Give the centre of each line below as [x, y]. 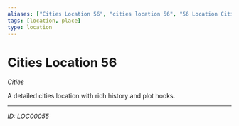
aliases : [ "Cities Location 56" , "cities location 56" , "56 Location [113, 14]
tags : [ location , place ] [44, 21]
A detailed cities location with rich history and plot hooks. [91, 96]
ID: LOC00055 [28, 116]
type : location [30, 27]
